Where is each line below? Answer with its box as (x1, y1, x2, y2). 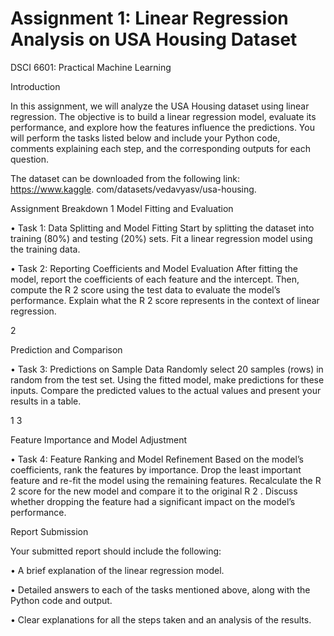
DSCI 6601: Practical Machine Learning (10, 61, 172, 73)
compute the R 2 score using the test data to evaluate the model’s (10, 283, 281, 296)
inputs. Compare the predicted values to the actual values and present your (10, 384, 322, 396)
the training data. (10, 243, 81, 255)
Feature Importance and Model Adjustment (10, 433, 188, 446)
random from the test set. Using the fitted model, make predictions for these (10, 373, 325, 386)
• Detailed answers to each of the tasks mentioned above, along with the (10, 583, 311, 596)
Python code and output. (10, 594, 113, 606)
